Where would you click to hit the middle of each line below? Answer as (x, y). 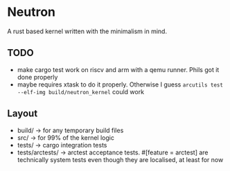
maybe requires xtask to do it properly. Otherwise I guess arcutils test (120, 84)
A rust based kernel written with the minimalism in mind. (87, 31)
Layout (23, 114)
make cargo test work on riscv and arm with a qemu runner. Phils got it (118, 69)
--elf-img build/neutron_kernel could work (80, 91)
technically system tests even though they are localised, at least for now (120, 159)
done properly (37, 77)
